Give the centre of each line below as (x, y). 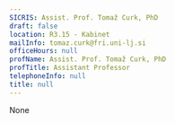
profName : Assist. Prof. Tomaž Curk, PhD (88, 59)
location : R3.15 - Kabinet (60, 34)
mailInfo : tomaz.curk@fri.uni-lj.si (78, 43)
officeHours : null (44, 51)
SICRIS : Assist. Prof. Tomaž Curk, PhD (84, 18)
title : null (31, 84)
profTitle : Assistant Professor (70, 68)
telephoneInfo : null (48, 76)
